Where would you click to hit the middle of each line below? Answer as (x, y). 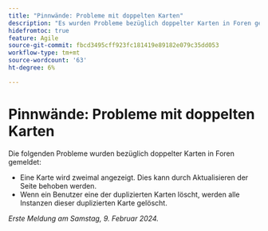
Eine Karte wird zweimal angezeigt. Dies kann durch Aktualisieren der (134, 177)
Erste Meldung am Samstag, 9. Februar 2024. (84, 218)
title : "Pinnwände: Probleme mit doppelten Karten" (96, 16)
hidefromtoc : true (39, 30)
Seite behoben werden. (58, 185)
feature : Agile (33, 38)
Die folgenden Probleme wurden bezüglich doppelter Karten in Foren (122, 153)
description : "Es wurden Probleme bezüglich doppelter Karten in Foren (130, 23)
